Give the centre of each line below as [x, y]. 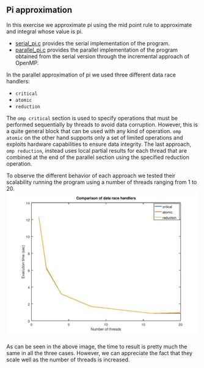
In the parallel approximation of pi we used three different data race [91, 75]
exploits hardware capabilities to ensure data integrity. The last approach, [99, 144]
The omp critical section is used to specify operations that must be [92, 118]
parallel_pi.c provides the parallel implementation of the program [97, 50]
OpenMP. [27, 63]
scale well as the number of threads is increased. [68, 359]
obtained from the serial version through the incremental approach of [102, 56]
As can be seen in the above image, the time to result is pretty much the [97, 347]
